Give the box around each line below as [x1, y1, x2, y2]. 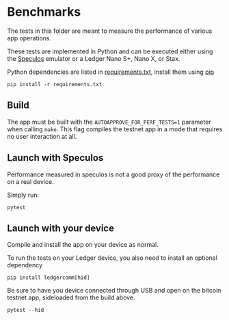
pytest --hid [7, 307, 44, 314]
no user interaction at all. [7, 132, 77, 140]
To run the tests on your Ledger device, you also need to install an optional [7, 254, 217, 262]
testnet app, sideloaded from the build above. [7, 293, 135, 302]
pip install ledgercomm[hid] [7, 274, 90, 281]
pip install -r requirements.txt [7, 81, 103, 88]
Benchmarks [7, 4, 81, 20]
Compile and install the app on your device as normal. [7, 241, 159, 249]
